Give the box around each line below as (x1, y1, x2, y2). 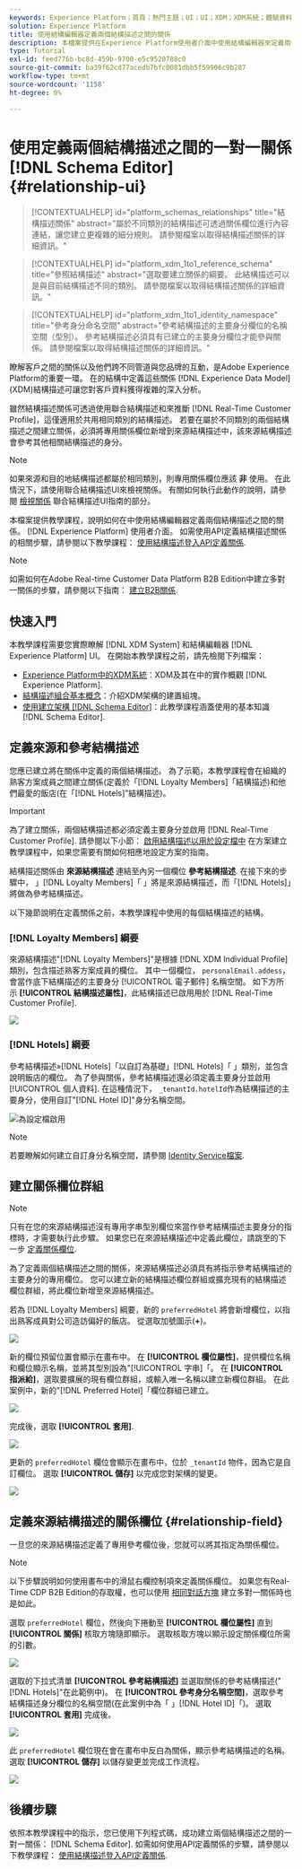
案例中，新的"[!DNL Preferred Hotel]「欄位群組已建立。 (9, 1385, 214, 1396)
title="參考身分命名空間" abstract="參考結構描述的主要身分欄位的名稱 (30, 320, 289, 331)
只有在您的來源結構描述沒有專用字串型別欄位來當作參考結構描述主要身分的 (9, 1221, 284, 1232)
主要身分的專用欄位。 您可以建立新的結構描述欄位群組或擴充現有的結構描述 (9, 1274, 287, 1285)
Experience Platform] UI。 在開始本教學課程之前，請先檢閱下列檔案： (9, 651, 264, 661)
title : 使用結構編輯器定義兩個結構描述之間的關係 (9, 30, 171, 39)
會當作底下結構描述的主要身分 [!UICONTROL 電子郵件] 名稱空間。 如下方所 (9, 976, 285, 987)
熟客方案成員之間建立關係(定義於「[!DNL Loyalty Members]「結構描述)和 (9, 777, 279, 788)
